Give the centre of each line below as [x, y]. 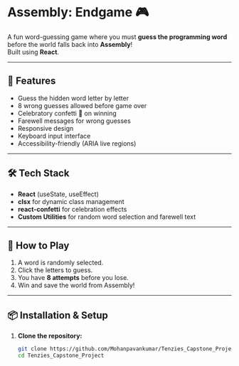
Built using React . [33, 52]
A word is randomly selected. [60, 263]
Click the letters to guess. [55, 270]
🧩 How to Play [38, 246]
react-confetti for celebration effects [72, 209]
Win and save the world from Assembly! [76, 285]
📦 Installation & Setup [58, 315]
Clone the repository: [50, 336]
